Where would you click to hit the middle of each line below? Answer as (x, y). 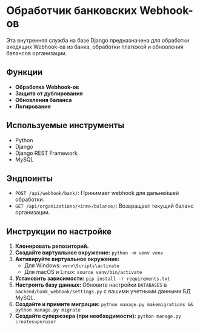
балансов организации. (37, 53)
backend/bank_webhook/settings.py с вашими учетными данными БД (103, 292)
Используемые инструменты (65, 125)
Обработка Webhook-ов (47, 87)
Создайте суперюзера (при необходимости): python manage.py (98, 316)
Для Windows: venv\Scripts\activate (72, 265)
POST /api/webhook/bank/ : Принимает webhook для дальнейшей (97, 193)
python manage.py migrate (48, 310)
